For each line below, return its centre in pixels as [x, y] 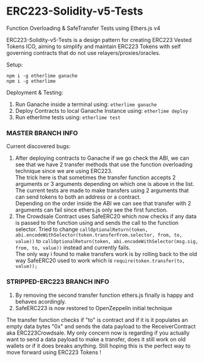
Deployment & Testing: [35, 92]
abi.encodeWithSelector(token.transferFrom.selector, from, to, [99, 235]
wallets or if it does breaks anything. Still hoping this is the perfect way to [99, 346]
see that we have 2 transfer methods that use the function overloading [104, 165]
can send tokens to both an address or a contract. [78, 197]
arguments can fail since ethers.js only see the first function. [91, 210]
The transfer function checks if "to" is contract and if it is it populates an [97, 320]
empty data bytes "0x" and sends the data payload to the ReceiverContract [101, 326]
